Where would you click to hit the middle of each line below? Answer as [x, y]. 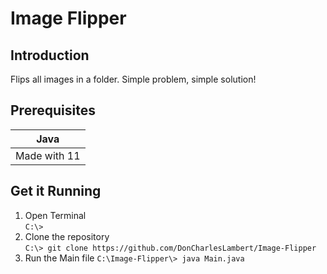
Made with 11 [48, 155]
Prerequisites [53, 110]
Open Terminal [55, 215]
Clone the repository [67, 236]
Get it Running [56, 191]
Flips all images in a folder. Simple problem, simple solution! [133, 79]
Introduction [50, 55]
